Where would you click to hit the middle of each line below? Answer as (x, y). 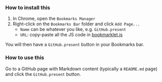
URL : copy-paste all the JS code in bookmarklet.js (71, 35)
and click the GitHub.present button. (43, 74)
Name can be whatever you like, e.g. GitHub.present (73, 29)
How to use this (25, 58)
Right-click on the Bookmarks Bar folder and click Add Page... (76, 24)
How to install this (28, 8)
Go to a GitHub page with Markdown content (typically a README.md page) (82, 69)
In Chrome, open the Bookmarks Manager (54, 19)
